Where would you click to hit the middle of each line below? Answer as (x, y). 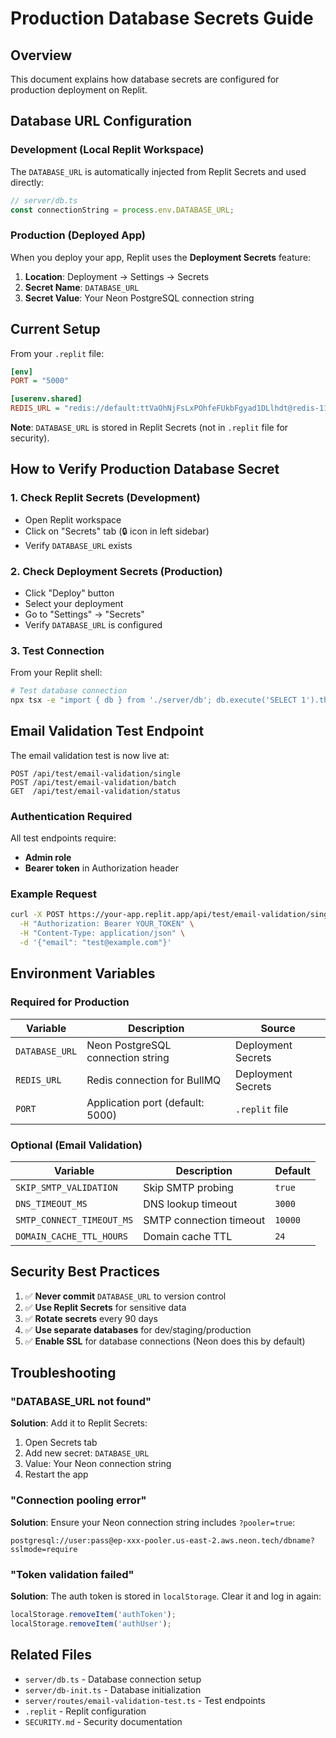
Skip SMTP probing (188, 1187)
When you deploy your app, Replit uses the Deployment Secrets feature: (161, 257)
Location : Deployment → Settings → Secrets (117, 276)
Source (278, 1028)
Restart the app (56, 1474)
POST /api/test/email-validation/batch (93, 782)
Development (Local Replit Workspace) (107, 150)
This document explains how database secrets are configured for (145, 79)
